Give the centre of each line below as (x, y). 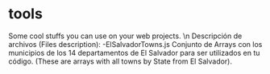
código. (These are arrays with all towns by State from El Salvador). (120, 61)
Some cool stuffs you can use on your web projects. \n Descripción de (125, 36)
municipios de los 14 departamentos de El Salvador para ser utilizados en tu (134, 53)
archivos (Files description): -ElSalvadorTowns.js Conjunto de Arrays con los (135, 44)
